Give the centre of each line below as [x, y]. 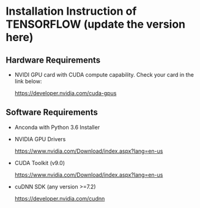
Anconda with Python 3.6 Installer [57, 127]
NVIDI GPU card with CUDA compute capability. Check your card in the [104, 75]
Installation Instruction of [71, 11]
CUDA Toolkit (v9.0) [40, 163]
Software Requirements [52, 113]
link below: [28, 81]
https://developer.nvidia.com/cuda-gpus [65, 93]
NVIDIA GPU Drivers [40, 139]
